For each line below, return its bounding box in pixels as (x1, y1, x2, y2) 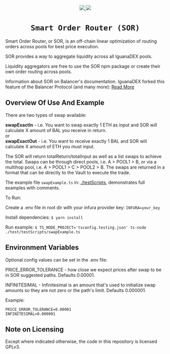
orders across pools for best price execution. (5, 43, 99, 49)
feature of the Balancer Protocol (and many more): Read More (5, 84, 134, 90)
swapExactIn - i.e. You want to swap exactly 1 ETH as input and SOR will (5, 122, 157, 128)
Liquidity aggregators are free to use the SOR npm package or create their (5, 63, 161, 69)
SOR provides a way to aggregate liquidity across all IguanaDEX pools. (5, 53, 153, 59)
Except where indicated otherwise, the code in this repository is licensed (5, 338, 157, 345)
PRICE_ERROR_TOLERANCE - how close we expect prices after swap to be (5, 267, 161, 273)
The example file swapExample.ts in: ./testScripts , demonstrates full (5, 179, 145, 185)
